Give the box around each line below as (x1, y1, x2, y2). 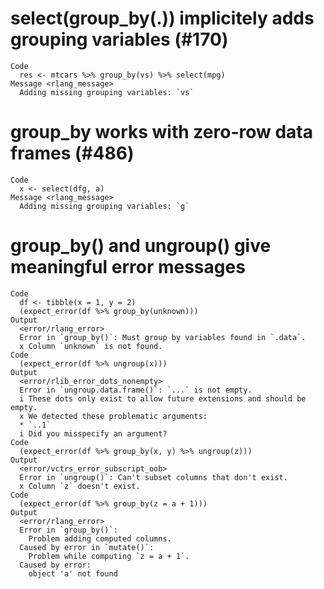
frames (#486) (10, 142, 135, 165)
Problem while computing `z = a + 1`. (28, 551, 190, 561)
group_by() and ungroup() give (10, 235, 272, 257)
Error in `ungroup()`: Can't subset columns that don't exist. (19, 472, 288, 482)
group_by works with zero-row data (10, 121, 313, 144)
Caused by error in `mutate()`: (19, 542, 155, 552)
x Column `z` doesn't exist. (19, 481, 141, 491)
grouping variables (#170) (10, 28, 229, 51)
